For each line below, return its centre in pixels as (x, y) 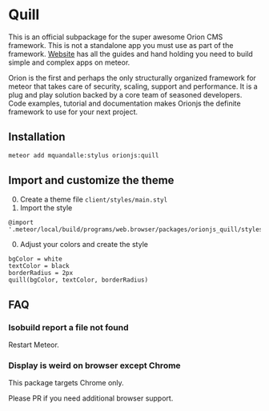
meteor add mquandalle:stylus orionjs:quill (84, 155)
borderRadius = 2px (41, 273)
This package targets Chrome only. (66, 383)
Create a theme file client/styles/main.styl (94, 200)
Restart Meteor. (34, 345)
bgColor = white (35, 259)
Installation (37, 137)
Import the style (46, 208)
